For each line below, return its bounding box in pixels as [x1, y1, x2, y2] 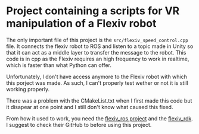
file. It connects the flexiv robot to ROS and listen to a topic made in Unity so [6, 43, 194, 50]
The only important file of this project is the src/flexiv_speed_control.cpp [6, 36, 189, 43]
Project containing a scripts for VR [6, 4, 180, 18]
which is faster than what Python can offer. [6, 61, 112, 69]
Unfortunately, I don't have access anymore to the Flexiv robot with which [6, 73, 188, 80]
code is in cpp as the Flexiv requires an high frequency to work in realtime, [6, 55, 189, 62]
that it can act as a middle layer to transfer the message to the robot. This [6, 49, 186, 56]
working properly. [6, 85, 49, 92]
